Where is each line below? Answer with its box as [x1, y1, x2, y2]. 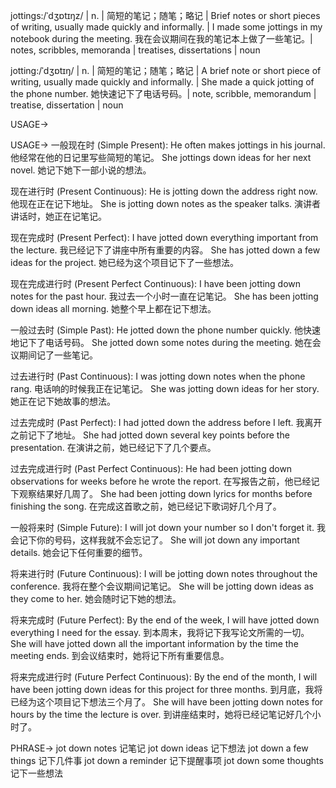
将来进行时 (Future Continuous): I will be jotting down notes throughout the [10, 568, 318, 579]
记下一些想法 [10, 767, 63, 779]
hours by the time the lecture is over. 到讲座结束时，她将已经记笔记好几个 [10, 709, 313, 720]
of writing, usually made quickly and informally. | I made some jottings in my [10, 21, 323, 33]
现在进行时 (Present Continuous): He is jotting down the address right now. [10, 185, 318, 197]
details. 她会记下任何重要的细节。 [10, 547, 148, 558]
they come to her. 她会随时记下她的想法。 [10, 593, 182, 604]
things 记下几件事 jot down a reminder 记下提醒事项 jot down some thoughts [10, 755, 324, 766]
